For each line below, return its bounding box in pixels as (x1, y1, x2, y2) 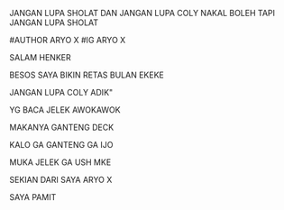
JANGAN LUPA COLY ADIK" (9, 87, 114, 97)
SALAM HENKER (9, 52, 71, 62)
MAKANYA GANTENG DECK (9, 122, 115, 132)
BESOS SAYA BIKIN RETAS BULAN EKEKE (9, 69, 164, 80)
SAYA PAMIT (9, 192, 57, 202)
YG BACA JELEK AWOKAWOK (9, 105, 121, 115)
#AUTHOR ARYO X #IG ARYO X (9, 35, 126, 45)
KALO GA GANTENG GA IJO (9, 140, 114, 150)
